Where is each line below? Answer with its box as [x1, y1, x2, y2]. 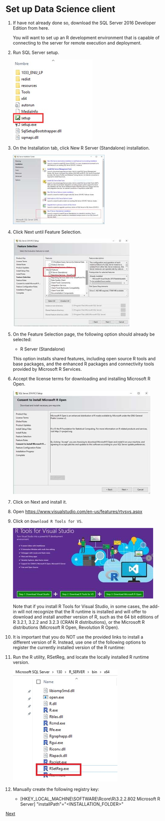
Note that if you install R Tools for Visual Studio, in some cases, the [12, 603, 149, 609]
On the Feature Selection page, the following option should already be [12, 331, 155, 337]
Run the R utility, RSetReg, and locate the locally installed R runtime [12, 654, 149, 660]
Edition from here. [12, 25, 50, 31]
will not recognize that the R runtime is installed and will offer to [17, 608, 147, 614]
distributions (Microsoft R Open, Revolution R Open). [12, 624, 120, 630]
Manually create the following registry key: [12, 786, 99, 792]
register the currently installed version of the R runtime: [12, 644, 125, 650]
